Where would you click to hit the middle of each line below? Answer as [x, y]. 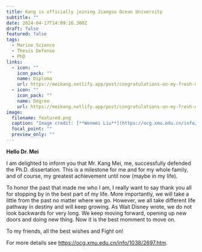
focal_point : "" [32, 129]
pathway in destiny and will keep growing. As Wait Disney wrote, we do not [99, 206]
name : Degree [33, 101]
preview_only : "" [33, 135]
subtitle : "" [23, 17]
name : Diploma [35, 79]
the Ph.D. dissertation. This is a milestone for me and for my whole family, [97, 169]
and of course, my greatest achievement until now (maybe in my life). [92, 176]
